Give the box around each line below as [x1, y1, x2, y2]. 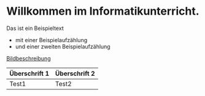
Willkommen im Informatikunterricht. [6, 4, 199, 18]
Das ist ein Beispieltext [6, 24, 64, 32]
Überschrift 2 [55, 69, 95, 78]
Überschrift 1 [9, 69, 50, 78]
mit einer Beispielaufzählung [15, 36, 88, 43]
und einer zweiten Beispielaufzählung [15, 43, 110, 50]
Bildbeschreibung [6, 54, 51, 62]
